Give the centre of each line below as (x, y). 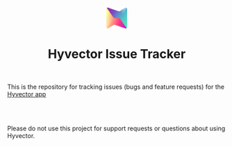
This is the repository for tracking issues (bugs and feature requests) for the (116, 87)
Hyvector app (27, 94)
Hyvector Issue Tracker (117, 54)
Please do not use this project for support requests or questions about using (116, 128)
